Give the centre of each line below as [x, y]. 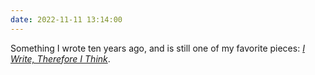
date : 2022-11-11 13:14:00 [66, 19]
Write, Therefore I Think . [60, 58]
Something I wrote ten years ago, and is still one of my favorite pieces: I [157, 48]
